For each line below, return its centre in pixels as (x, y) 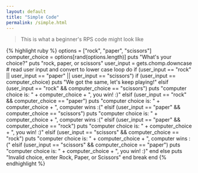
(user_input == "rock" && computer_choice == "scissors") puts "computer (97, 89)
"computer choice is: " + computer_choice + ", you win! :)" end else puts (94, 151)
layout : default (26, 12)
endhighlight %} (26, 164)
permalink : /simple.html (37, 22)
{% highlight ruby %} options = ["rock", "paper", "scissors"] (79, 51)
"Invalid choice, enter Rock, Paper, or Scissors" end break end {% (86, 158)
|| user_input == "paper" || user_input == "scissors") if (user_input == (91, 76)
